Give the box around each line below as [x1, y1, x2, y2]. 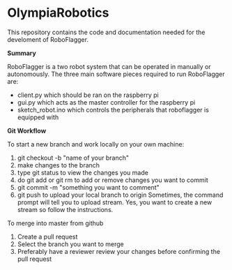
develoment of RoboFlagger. [7, 35, 89, 43]
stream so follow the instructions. [17, 205, 114, 213]
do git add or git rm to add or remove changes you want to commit [17, 176, 208, 184]
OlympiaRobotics [7, 5, 109, 21]
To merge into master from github [7, 218, 104, 227]
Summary [7, 49, 36, 57]
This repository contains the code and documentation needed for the [7, 28, 206, 36]
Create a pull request [17, 232, 78, 241]
